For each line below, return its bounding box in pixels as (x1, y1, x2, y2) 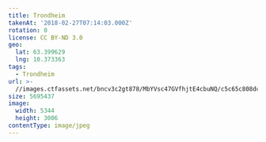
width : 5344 (15, 107, 55, 115)
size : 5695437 (8, 92, 55, 100)
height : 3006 (15, 114, 59, 122)
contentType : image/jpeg (8, 121, 90, 129)
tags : (8, 63, 26, 71)
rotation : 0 (8, 26, 47, 34)
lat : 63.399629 (15, 48, 66, 56)
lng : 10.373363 (15, 56, 66, 64)
